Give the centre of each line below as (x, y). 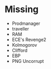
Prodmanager (26, 23)
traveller (20, 28)
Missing (21, 9)
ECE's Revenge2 (29, 40)
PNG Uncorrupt (28, 61)
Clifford (20, 50)
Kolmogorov (24, 45)
